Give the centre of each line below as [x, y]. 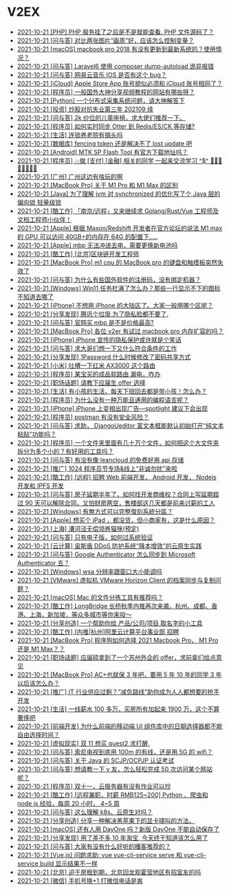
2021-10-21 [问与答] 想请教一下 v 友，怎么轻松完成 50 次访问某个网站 [115, 769]
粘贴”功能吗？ [36, 434]
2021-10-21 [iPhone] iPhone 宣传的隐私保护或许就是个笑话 [99, 339]
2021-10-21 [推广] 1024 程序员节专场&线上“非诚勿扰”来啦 [97, 469]
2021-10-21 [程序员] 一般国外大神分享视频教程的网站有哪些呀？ [106, 92]
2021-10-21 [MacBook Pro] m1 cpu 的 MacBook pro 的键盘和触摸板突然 [117, 262]
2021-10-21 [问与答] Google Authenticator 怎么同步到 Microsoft [106, 554]
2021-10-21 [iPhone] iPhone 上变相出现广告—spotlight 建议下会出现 [112, 408]
